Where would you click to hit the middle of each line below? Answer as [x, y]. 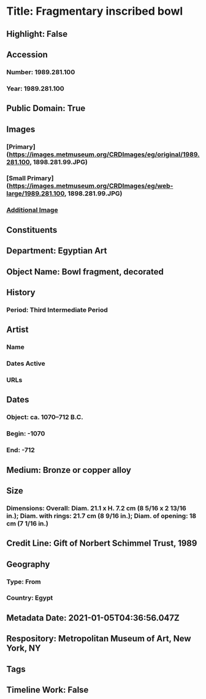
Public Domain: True [46, 108]
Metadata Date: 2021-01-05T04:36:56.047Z [93, 618]
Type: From [24, 581]
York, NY [24, 648]
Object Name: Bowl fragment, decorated [85, 272]
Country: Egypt [30, 598]
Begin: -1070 [26, 434]
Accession [27, 54]
